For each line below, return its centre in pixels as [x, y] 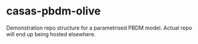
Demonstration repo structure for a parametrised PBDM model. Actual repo [99, 28]
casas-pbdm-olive [54, 11]
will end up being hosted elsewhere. [51, 34]
